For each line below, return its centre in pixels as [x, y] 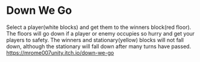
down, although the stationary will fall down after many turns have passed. [99, 46]
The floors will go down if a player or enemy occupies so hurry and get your [100, 33]
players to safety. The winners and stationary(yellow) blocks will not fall [95, 40]
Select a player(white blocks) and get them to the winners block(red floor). [99, 27]
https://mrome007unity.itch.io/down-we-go [60, 52]
